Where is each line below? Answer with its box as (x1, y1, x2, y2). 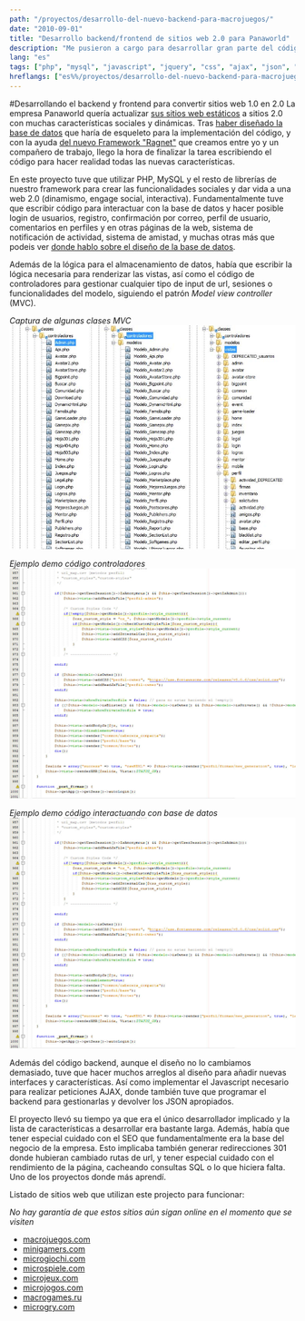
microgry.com (22, 1302, 75, 1313)
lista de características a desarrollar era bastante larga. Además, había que (9, 1123, 290, 1135)
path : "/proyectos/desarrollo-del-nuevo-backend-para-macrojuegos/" (9, 15, 274, 24)
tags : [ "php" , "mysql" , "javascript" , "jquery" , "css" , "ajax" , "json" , (9, 63, 290, 72)
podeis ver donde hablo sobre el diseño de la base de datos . (9, 241, 236, 252)
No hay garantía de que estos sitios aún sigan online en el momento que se (9, 1207, 292, 1217)
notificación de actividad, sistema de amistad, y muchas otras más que (9, 232, 275, 243)
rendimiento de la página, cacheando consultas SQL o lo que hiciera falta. (9, 1162, 286, 1173)
